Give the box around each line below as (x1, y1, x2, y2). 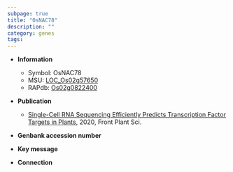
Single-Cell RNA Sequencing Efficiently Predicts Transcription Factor (27, 111, 226, 119)
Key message (17, 145, 58, 153)
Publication (17, 97, 52, 105)
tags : (7, 36, 23, 43)
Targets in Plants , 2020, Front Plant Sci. (27, 118, 142, 126)
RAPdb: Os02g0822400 (27, 84, 98, 92)
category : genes (7, 29, 55, 37)
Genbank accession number (17, 132, 101, 140)
